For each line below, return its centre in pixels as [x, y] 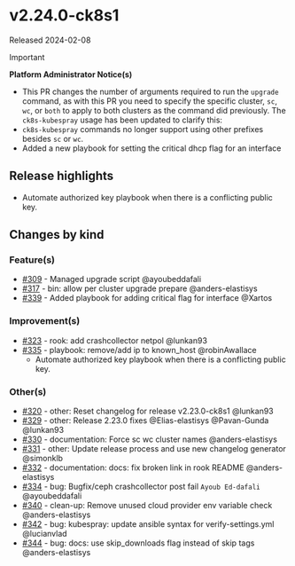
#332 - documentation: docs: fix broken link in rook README [133, 468]
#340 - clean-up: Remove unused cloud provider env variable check [147, 506]
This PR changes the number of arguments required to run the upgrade [150, 91]
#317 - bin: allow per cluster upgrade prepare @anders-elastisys [140, 288]
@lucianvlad [45, 534]
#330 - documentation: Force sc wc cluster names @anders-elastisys [149, 439]
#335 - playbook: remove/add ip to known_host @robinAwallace [139, 350]
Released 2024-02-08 [50, 40]
